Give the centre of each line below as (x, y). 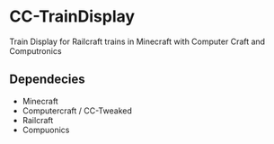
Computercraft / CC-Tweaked (77, 111)
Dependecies (47, 80)
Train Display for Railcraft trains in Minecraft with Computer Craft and (137, 41)
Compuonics (46, 130)
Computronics (35, 50)
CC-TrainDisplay (72, 17)
